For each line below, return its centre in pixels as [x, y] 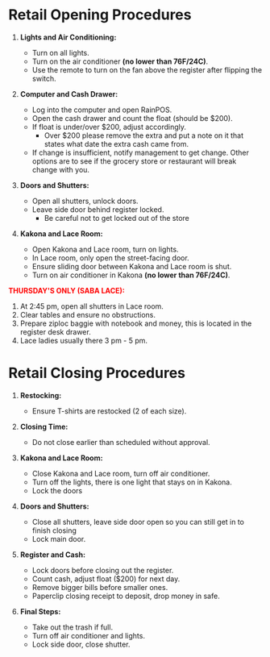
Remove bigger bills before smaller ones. [100, 587]
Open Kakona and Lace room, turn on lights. [105, 249]
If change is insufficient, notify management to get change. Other [141, 152]
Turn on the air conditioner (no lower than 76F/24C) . [120, 61]
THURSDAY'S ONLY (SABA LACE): [66, 290]
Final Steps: [40, 611]
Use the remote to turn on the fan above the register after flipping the [147, 69]
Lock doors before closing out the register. [103, 570]
